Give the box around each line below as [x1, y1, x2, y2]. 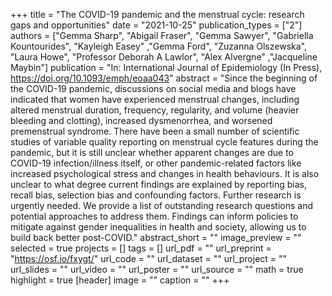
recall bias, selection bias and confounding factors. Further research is [10, 189, 302, 201]
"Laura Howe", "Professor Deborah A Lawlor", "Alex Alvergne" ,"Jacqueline [10, 51, 318, 63]
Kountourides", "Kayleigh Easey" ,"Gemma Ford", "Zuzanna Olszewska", [10, 40, 307, 52]
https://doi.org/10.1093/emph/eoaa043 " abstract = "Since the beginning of [10, 72, 318, 84]
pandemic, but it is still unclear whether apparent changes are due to [10, 147, 294, 158]
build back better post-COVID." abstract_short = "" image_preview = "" [10, 232, 302, 243]
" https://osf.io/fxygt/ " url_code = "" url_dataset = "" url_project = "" [10, 253, 288, 264]
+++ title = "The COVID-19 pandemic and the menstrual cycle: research [10, 9, 305, 20]
